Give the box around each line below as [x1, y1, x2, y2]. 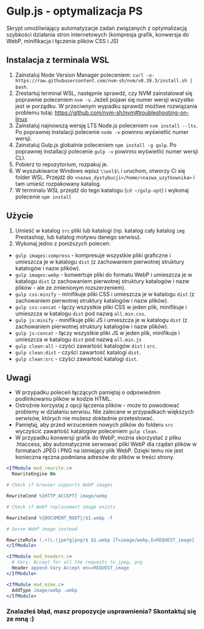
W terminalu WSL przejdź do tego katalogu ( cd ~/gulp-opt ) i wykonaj [15, 186, 189, 194]
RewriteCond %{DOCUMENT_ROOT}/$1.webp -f [6, 515, 113, 521]
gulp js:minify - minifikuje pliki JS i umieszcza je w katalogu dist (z [15, 316, 188, 323]
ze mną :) [6, 615, 35, 624]
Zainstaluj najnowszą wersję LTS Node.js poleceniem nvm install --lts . [15, 122, 198, 129]
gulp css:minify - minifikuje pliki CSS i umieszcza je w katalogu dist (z [15, 290, 195, 298]
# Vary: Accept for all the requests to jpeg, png [12, 559, 143, 566]
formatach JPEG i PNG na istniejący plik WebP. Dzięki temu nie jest [15, 447, 184, 454]
